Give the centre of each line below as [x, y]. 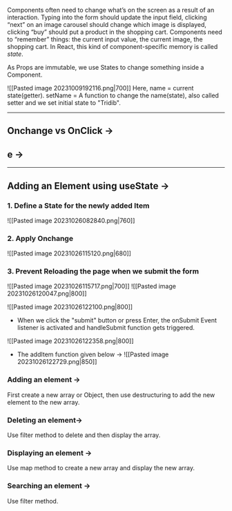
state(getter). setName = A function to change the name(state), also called [113, 95]
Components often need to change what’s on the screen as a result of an [111, 10]
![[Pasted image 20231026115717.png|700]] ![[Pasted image [91, 287]
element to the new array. [43, 402]
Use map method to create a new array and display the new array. [101, 468]
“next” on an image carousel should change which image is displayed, [107, 25]
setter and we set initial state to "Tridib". [64, 103]
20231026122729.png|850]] [57, 362]
